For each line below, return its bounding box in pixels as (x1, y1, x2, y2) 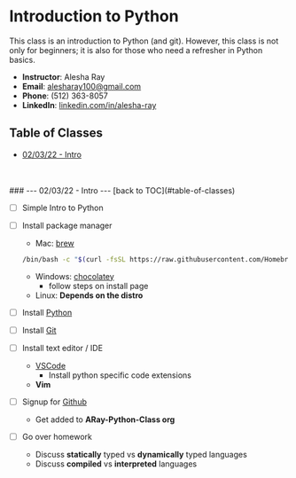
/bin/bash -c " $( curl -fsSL (21, 255, 127, 263)
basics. (9, 54, 35, 65)
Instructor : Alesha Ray (21, 71, 105, 82)
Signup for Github (21, 396, 87, 407)
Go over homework (21, 432, 93, 442)
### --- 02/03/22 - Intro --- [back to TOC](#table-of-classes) (9, 184, 236, 196)
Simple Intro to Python (21, 202, 104, 213)
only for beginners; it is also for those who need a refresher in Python (9, 44, 263, 55)
